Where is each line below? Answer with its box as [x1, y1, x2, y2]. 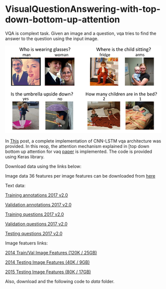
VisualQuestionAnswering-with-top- [5, 3, 161, 15]
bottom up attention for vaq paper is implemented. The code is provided [5, 148, 153, 154]
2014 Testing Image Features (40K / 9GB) [5, 259, 90, 265]
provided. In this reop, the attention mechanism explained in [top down [5, 144, 150, 149]
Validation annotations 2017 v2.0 [5, 202, 72, 208]
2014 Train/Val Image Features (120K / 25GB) [5, 250, 98, 256]
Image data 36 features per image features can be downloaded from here [5, 173, 156, 179]
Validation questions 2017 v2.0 [5, 221, 68, 227]
